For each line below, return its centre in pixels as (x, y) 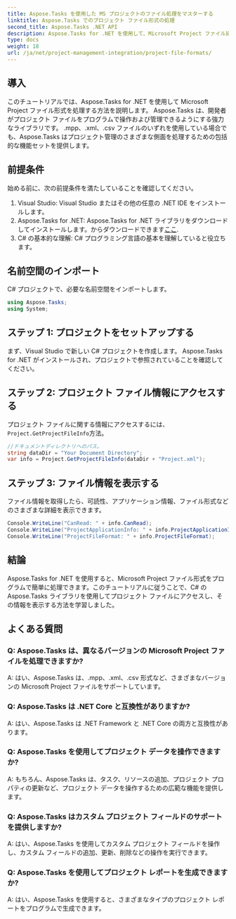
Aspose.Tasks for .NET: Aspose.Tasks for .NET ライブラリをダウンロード (123, 220)
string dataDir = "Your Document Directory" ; (75, 453)
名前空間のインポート (53, 271)
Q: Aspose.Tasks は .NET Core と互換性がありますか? (99, 707)
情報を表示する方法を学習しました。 (65, 604)
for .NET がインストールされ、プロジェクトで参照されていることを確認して (115, 360)
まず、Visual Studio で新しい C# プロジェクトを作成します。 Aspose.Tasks (115, 351)
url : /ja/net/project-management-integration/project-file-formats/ (110, 53)
